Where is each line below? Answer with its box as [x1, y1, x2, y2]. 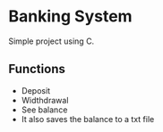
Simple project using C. [8, 36, 95, 46]
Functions [8, 62, 66, 77]
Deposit [21, 85, 51, 95]
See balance [21, 104, 68, 115]
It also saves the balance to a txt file [21, 113, 155, 124]
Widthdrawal [21, 95, 69, 105]
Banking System [8, 6, 133, 27]
